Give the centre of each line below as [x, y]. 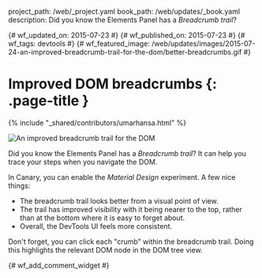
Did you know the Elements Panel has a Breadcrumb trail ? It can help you [127, 153]
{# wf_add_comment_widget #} [59, 265]
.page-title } [49, 101]
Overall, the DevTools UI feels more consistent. [95, 226]
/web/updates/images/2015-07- [203, 44]
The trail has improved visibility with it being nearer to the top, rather [131, 209]
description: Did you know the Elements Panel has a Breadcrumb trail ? [123, 20]
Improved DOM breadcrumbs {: [112, 84]
